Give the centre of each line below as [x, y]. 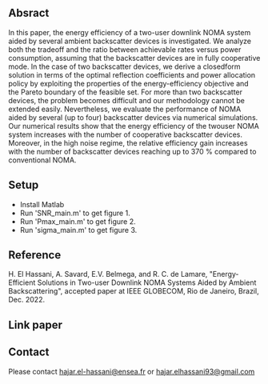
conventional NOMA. [42, 160]
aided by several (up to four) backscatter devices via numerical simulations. [133, 117]
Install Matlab [42, 204]
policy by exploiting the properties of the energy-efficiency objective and [129, 83]
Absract [29, 13]
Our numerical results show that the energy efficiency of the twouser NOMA [134, 126]
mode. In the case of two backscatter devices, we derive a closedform [125, 66]
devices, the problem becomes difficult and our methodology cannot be [127, 100]
